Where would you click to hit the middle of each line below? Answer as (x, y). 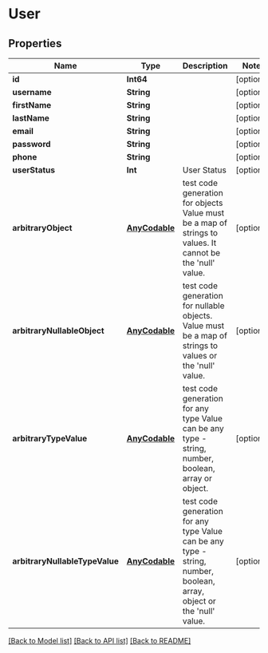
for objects (203, 203)
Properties (35, 44)
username (32, 92)
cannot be (201, 253)
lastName (31, 118)
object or (199, 601)
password (32, 144)
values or (200, 356)
